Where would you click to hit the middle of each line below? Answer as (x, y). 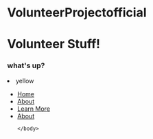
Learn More (33, 109)
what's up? (26, 65)
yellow (25, 81)
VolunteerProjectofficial (77, 13)
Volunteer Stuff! (54, 44)
